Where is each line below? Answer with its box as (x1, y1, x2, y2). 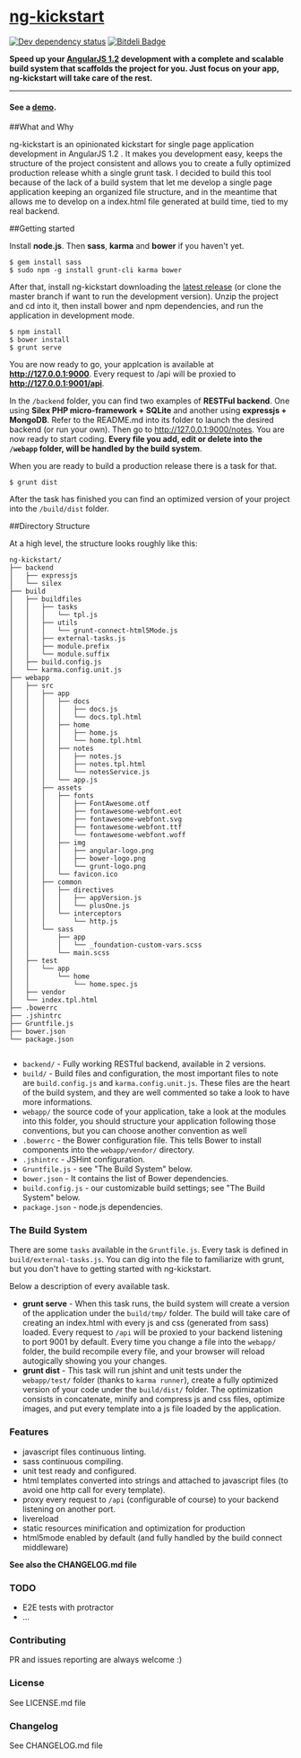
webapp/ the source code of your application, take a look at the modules (21, 1107, 287, 1118)
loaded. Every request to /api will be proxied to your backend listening (21, 1327, 283, 1338)
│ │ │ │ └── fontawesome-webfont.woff (9, 831, 186, 840)
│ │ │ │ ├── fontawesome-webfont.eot (9, 807, 182, 817)
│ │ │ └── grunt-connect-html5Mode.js (9, 626, 178, 635)
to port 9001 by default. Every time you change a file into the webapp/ (21, 1337, 277, 1347)
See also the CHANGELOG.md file (9, 1559, 137, 1569)
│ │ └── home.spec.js (9, 980, 139, 989)
